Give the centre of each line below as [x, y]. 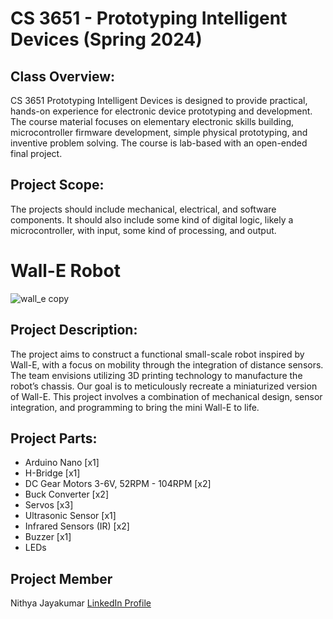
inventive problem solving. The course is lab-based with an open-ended [159, 143]
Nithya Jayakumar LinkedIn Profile [81, 603]
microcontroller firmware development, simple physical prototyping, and [159, 132]
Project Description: [74, 330]
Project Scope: [57, 185]
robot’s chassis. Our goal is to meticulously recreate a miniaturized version [164, 386]
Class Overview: [63, 76]
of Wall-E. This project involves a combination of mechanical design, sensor [166, 396]
